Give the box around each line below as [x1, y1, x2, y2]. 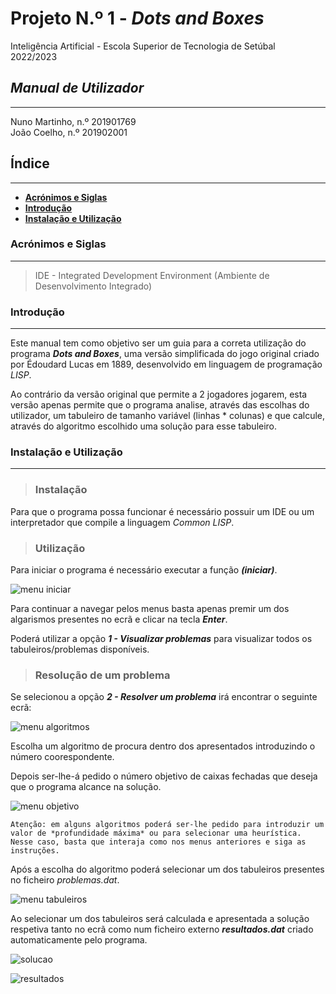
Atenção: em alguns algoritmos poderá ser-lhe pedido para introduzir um [10, 820, 325, 830]
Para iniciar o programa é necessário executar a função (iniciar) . [10, 564, 278, 576]
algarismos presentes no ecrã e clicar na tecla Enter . [10, 613, 228, 626]
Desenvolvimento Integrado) [34, 280, 153, 292]
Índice [10, 155, 50, 172]
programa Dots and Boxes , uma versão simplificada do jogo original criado [10, 348, 320, 360]
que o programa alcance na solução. [10, 781, 162, 793]
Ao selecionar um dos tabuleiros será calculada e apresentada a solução [10, 913, 310, 925]
